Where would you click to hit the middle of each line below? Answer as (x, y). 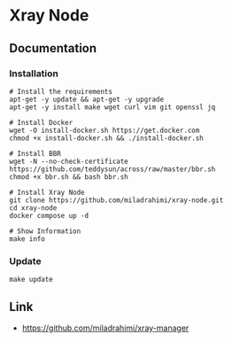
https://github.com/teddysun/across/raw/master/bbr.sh (112, 169)
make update (31, 280)
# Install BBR (35, 153)
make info (27, 239)
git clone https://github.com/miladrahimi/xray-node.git (116, 200)
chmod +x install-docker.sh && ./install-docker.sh (106, 138)
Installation (34, 74)
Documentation (53, 48)
